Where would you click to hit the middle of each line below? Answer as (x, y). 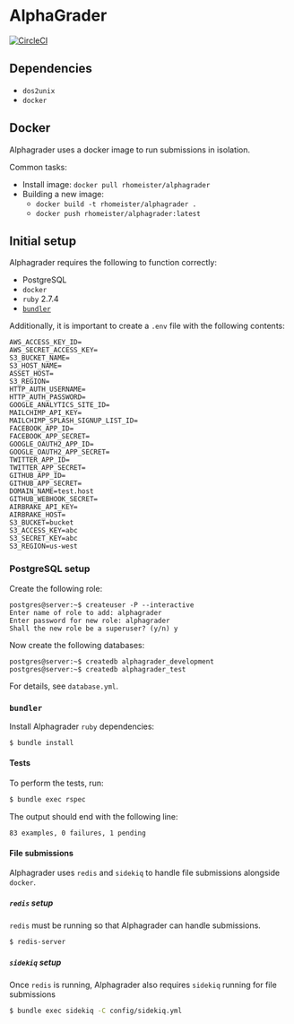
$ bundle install (42, 742)
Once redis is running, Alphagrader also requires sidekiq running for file (143, 985)
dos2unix (39, 91)
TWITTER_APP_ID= (39, 460)
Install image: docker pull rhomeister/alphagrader (116, 184)
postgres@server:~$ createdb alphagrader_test (98, 669)
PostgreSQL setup (50, 568)
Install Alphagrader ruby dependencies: (82, 726)
